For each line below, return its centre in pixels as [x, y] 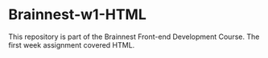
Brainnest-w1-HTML [77, 15]
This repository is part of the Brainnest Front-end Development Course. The [134, 37]
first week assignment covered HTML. [72, 44]
